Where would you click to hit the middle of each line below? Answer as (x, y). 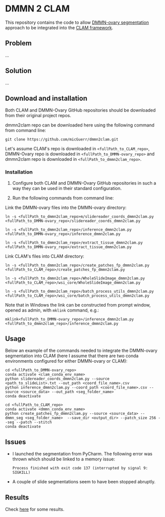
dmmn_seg (14, 418)
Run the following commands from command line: (63, 198)
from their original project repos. (38, 116)
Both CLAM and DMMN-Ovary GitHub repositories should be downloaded (81, 110)
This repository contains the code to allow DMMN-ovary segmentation (77, 22)
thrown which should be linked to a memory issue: (64, 459)
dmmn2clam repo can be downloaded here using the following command (80, 125)
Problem (19, 43)
